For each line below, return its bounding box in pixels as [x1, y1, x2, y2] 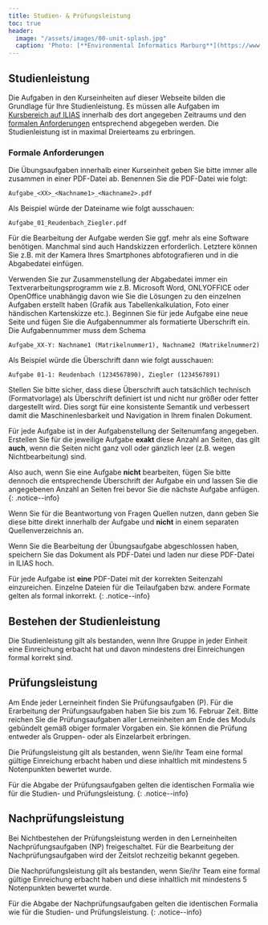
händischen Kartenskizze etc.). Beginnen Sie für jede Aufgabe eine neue [8, 309, 249, 319]
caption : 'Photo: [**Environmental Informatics [15, 42, 178, 50]
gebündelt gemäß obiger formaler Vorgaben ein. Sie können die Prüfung [8, 723, 247, 733]
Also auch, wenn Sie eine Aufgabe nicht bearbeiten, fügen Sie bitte [8, 467, 231, 477]
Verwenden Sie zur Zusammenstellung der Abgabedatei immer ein [8, 274, 228, 284]
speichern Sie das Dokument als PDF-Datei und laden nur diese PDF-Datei [8, 550, 255, 560]
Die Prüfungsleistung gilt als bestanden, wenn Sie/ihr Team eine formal [8, 747, 243, 757]
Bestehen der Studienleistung [8, 615, 160, 628]
